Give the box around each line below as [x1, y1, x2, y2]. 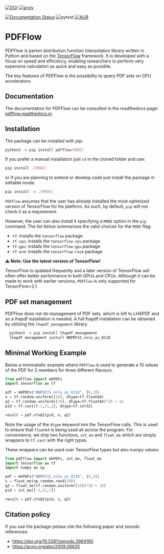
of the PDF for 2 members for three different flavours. [5, 367, 113, 373]
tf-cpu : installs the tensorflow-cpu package [12, 238, 100, 244]
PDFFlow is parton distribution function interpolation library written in [5, 47, 144, 54]
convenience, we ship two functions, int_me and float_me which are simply [5, 432, 157, 437]
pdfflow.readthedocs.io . [5, 111, 53, 117]
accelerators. [5, 78, 32, 84]
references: [5, 528, 28, 534]
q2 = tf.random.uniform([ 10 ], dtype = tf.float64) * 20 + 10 [5, 399, 124, 404]
